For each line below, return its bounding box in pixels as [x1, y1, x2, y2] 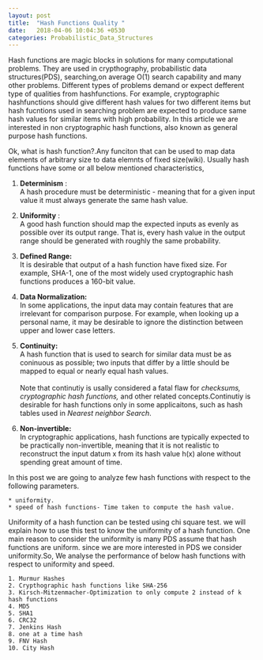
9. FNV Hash [8, 637, 47, 646]
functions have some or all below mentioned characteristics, [8, 163, 205, 173]
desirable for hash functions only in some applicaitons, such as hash [19, 400, 243, 410]
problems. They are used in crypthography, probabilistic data [8, 64, 208, 74]
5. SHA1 [8, 609, 34, 618]
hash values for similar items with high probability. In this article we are [8, 114, 239, 124]
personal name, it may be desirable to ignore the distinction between [19, 318, 243, 327]
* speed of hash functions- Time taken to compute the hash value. [8, 504, 235, 512]
